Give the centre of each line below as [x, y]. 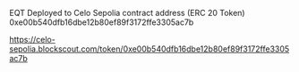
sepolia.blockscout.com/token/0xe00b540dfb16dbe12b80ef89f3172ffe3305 [149, 49]
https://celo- [32, 40]
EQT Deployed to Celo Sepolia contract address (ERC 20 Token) [127, 13]
